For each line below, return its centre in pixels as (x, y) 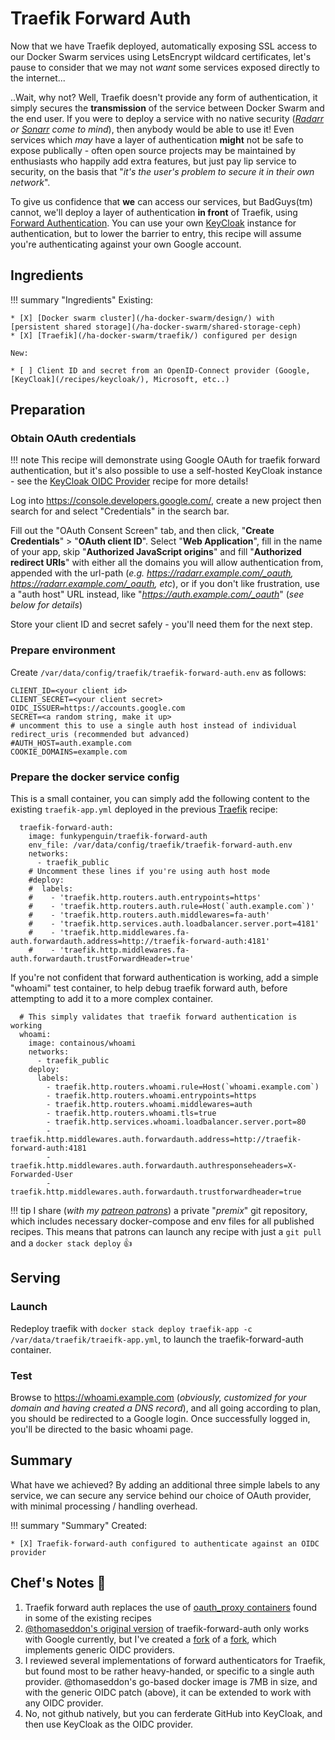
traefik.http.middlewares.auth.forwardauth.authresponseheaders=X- (154, 1166)
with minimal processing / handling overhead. (104, 1506)
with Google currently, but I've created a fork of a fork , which (150, 1639)
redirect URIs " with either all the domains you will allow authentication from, (167, 563)
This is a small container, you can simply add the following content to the (160, 799)
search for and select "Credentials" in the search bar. (120, 511)
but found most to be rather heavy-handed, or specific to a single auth (169, 1671)
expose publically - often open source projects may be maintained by (153, 150)
